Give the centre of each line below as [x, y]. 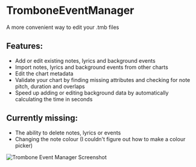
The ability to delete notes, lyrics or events [68, 133]
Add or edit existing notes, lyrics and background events [85, 60]
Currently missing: [42, 118]
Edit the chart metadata [44, 74]
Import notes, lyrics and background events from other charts [92, 67]
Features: [25, 46]
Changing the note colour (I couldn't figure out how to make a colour [100, 139]
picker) [24, 145]
